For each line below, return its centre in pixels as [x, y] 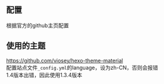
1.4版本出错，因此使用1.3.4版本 [44, 75]
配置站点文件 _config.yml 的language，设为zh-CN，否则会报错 [82, 67]
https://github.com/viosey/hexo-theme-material [65, 60]
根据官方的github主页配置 [38, 25]
